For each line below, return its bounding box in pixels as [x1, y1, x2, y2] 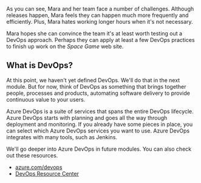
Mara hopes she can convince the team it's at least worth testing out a [6, 30, 183, 37]
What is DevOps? [6, 60, 73, 71]
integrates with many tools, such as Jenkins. [6, 133, 117, 140]
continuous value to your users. [6, 95, 86, 103]
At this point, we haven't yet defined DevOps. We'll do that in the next [6, 76, 180, 84]
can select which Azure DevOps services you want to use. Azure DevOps [6, 127, 190, 134]
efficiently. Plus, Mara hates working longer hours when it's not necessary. [6, 18, 193, 25]
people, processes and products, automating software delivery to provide [6, 89, 190, 97]
